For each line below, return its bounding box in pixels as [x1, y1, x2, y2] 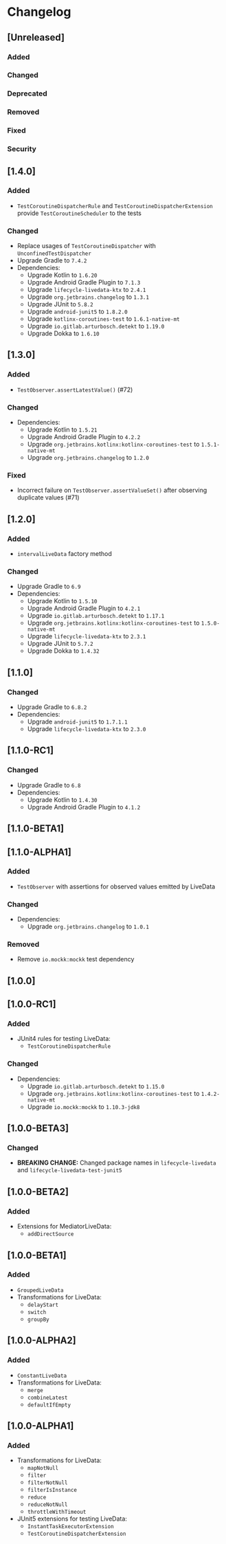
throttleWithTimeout [27, 1509, 87, 1516]
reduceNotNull [27, 1501, 68, 1508]
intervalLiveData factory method [16, 550, 112, 558]
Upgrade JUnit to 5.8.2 [27, 300, 94, 309]
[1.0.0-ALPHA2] [7, 1334, 77, 1347]
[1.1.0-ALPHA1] [7, 846, 72, 858]
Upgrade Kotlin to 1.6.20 [27, 271, 98, 279]
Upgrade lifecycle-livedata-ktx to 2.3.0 [27, 725, 146, 733]
